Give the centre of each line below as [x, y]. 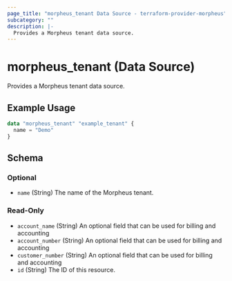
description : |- [30, 26]
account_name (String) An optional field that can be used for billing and [116, 226]
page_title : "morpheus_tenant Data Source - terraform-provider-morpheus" [117, 13]
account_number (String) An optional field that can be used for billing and [119, 240]
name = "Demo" [33, 130]
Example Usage [41, 108]
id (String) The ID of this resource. [66, 269]
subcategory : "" [30, 20]
